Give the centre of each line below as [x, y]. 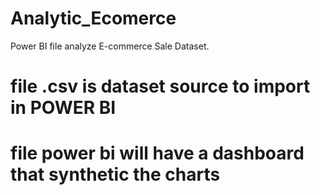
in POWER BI [63, 108]
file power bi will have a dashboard [157, 153]
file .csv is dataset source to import [160, 86]
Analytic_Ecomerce [93, 18]
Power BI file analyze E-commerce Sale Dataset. [110, 46]
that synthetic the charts [115, 174]
